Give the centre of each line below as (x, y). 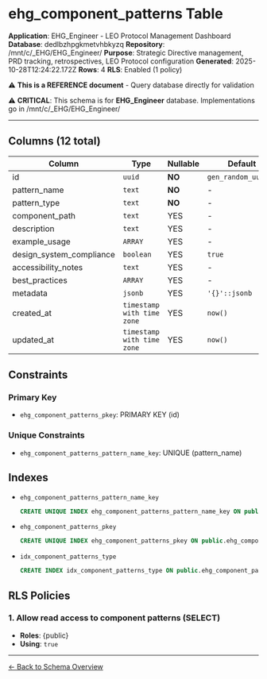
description (33, 229)
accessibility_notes (48, 267)
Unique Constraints (46, 435)
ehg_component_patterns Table (116, 14)
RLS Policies (39, 595)
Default (242, 164)
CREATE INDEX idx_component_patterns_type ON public (109, 571)
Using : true (39, 643)
